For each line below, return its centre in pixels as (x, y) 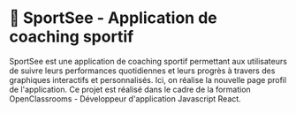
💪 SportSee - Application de (114, 18)
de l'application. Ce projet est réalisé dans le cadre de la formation (130, 89)
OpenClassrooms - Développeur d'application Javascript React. (125, 98)
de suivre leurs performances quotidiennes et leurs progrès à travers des (142, 71)
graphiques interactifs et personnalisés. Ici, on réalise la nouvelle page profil (148, 79)
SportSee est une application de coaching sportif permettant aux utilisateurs (148, 61)
